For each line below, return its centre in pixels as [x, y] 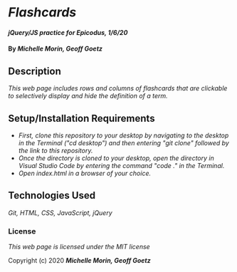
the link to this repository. [56, 151]
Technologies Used [52, 195]
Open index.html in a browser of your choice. [85, 173]
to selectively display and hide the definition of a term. [88, 96]
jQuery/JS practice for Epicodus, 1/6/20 [68, 32]
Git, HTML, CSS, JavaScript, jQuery [60, 213]
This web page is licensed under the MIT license [79, 247]
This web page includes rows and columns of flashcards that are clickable [118, 88]
